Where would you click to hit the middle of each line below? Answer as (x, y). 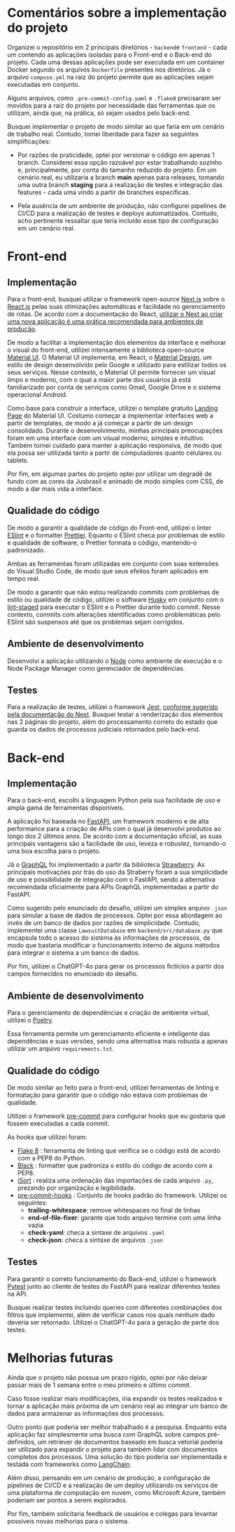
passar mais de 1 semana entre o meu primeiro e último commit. (99, 1385)
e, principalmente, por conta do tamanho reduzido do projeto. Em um (117, 170)
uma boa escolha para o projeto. (54, 851)
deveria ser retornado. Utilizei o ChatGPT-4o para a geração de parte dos (113, 1322)
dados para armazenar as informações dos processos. (86, 1413)
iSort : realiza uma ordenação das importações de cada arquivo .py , (115, 1180)
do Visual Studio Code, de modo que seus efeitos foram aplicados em (108, 571)
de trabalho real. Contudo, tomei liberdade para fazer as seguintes (103, 134)
